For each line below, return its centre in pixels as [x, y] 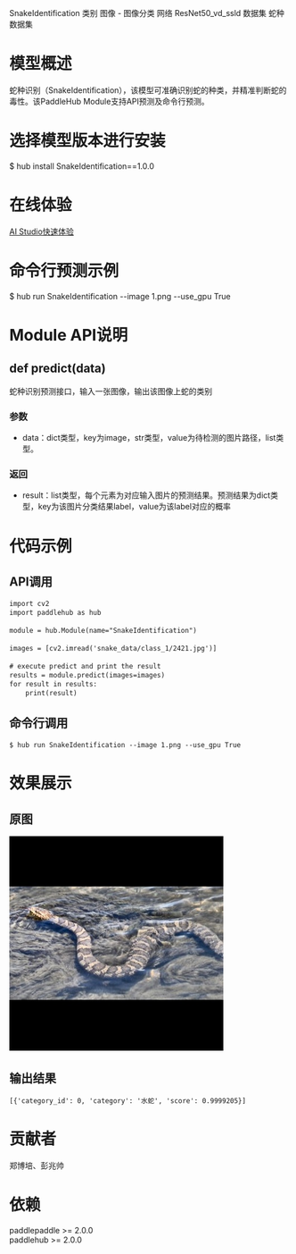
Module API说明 [69, 335]
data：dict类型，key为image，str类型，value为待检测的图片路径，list [149, 438]
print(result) [51, 694]
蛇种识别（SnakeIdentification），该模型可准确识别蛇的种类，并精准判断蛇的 [148, 90]
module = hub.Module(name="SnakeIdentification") [103, 631]
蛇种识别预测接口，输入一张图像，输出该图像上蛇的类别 [111, 391]
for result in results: [53, 685]
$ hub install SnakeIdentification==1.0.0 [82, 166]
